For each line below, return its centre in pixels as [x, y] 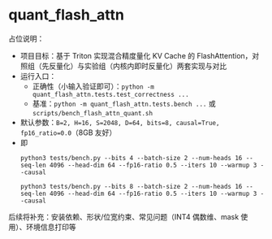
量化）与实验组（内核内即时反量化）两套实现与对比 [141, 66]
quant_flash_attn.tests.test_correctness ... [110, 94]
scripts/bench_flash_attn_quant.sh [92, 113]
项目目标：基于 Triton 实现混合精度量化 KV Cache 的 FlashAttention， [136, 55]
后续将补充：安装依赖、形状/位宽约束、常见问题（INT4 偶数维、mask [124, 216]
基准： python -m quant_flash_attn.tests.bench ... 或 [124, 103]
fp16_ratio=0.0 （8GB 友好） [68, 133]
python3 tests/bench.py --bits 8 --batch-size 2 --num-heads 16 [131, 186]
